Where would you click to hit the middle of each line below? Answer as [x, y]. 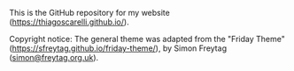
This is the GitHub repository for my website [89, 13]
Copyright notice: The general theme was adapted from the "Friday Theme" [147, 39]
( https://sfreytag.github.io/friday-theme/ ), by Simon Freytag [118, 48]
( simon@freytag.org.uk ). [54, 57]
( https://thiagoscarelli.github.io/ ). [70, 22]
